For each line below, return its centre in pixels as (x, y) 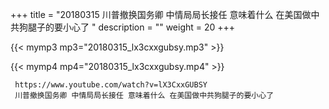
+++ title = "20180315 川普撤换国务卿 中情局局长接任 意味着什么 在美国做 (161, 14)
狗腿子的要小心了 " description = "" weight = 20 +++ (127, 27)
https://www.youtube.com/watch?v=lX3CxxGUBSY (111, 85)
